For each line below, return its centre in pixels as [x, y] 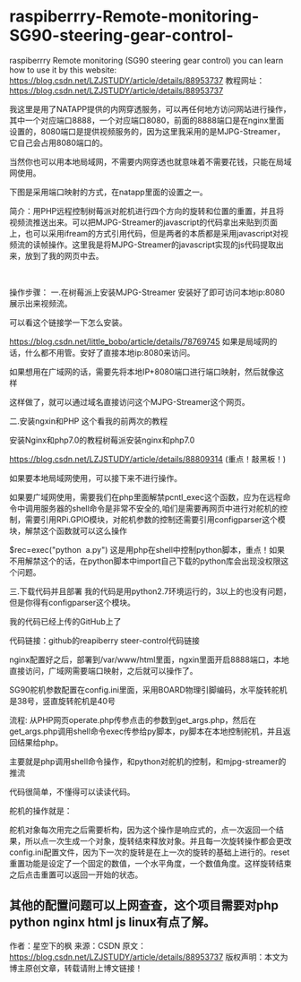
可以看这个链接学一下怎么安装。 [68, 322]
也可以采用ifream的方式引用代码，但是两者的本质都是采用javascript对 [153, 233]
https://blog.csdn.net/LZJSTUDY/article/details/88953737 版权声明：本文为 [149, 957]
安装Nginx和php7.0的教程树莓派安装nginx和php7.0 [102, 440]
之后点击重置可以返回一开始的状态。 [76, 874]
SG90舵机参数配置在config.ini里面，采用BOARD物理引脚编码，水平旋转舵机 [149, 689]
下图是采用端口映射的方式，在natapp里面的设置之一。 [108, 192]
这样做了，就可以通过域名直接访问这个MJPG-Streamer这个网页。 [129, 401]
